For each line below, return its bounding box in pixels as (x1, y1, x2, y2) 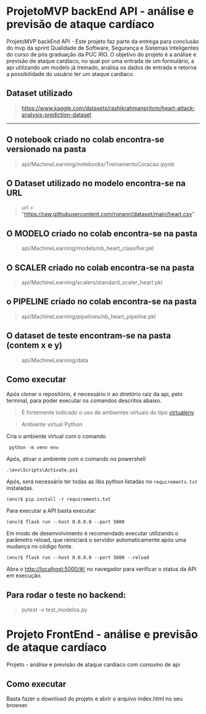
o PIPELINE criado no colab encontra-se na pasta (6, 297, 197, 307)
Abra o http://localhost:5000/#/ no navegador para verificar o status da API (6, 565, 197, 573)
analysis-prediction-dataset (21, 111, 92, 118)
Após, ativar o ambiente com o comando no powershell (6, 456, 146, 463)
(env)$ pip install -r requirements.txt (6, 496, 112, 503)
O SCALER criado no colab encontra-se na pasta (6, 262, 194, 273)
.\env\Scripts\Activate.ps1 (6, 467, 78, 473)
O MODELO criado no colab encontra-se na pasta (6, 228, 198, 239)
